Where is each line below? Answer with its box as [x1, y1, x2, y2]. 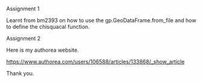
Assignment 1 [6, 5, 40, 12]
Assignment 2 [6, 35, 41, 41]
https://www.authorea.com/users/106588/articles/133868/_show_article [6, 58, 185, 65]
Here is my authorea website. [6, 46, 80, 54]
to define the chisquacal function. [6, 23, 90, 30]
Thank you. [6, 70, 34, 77]
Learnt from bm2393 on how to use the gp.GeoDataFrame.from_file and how [6, 17, 197, 23]
